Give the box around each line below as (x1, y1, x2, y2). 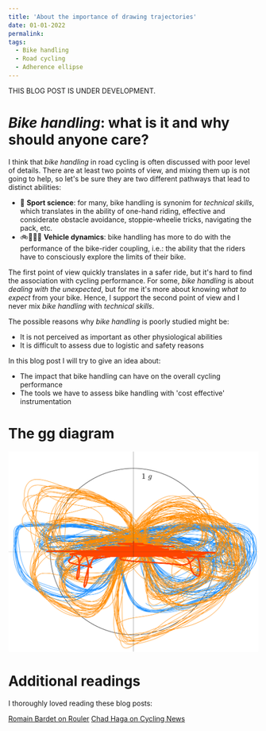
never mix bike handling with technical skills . (8, 301, 155, 310)
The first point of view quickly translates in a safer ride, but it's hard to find (8, 267, 253, 277)
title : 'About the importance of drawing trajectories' (8, 13, 197, 21)
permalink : (8, 29, 44, 37)
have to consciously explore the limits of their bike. (19, 251, 187, 262)
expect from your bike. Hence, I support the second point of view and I (8, 293, 240, 302)
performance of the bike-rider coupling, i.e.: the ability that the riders (19, 243, 246, 253)
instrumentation (19, 396, 71, 406)
